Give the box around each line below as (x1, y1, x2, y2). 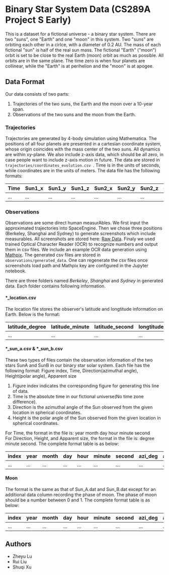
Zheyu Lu (12, 553, 33, 559)
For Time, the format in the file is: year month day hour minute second (5, 429, 150, 436)
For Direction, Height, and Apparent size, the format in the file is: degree (5, 435, 155, 441)
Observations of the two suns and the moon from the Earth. (12, 111, 136, 117)
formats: (5, 173, 23, 179)
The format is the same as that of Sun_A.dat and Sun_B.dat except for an (5, 486, 156, 492)
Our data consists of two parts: (5, 91, 69, 97)
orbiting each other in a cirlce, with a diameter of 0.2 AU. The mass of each (5, 41, 161, 47)
